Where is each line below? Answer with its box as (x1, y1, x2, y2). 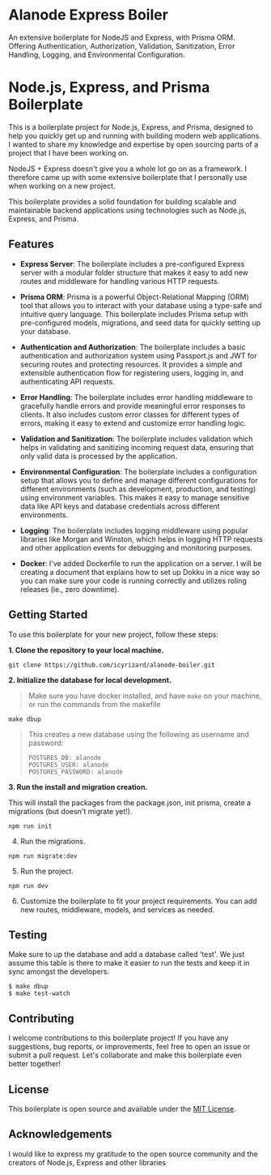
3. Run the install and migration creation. (8, 782, 148, 791)
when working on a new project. (8, 181, 116, 191)
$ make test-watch (8, 989, 70, 998)
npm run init (8, 821, 53, 830)
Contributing (8, 1011, 74, 1025)
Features (8, 238, 54, 251)
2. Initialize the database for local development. (8, 675, 172, 684)
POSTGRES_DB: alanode (28, 753, 101, 761)
